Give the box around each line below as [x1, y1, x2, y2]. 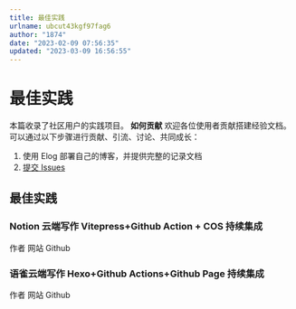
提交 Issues [22, 162, 66, 173]
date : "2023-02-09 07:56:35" [9, 38, 119, 48]
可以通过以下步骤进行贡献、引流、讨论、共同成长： [9, 132, 200, 143]
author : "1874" [9, 30, 67, 39]
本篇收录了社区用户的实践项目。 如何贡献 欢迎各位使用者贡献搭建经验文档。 [9, 120, 291, 131]
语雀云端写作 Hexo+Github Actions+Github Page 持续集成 [9, 267, 265, 280]
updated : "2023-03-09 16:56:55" [9, 47, 131, 56]
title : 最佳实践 [9, 13, 65, 23]
